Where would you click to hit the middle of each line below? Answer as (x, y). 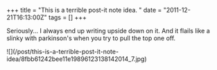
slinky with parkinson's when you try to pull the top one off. (91, 38)
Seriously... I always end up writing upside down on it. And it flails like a (108, 31)
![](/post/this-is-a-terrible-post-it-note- (63, 52)
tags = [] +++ (68, 17)
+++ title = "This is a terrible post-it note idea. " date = (84, 10)
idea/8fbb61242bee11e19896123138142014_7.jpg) (77, 59)
